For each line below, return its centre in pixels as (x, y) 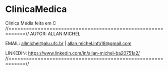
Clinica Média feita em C (31, 23)
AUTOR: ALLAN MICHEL (55, 33)
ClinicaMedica (36, 9)
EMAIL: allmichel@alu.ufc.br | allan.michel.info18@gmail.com (68, 43)
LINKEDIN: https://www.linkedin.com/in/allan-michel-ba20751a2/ (73, 53)
